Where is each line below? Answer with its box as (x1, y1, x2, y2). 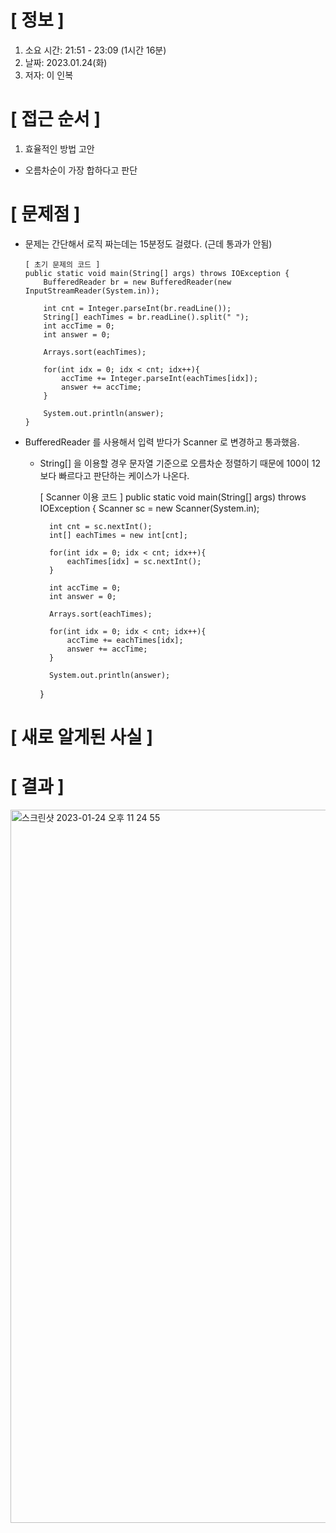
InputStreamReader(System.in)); (24, 286, 160, 296)
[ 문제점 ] (10, 203, 81, 226)
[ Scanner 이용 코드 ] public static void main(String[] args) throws (39, 491, 307, 503)
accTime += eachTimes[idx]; (66, 635, 184, 645)
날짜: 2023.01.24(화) (24, 56, 108, 68)
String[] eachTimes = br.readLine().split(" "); (43, 312, 250, 322)
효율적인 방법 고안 (24, 142, 95, 155)
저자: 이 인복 (24, 69, 74, 81)
